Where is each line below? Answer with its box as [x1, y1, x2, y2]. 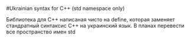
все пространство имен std [6, 28, 76, 35]
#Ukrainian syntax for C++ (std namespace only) [6, 5, 125, 12]
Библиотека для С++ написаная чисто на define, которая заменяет [6, 16, 175, 23]
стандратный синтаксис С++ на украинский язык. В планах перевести [6, 23, 185, 29]
